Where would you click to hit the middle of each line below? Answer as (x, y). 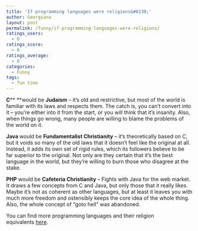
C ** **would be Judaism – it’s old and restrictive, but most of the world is (96, 100)
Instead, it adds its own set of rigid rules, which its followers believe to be (95, 149)
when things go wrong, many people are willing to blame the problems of (95, 118)
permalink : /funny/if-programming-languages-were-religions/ (83, 28)
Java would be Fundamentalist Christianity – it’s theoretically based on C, (97, 136)
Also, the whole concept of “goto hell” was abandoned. (73, 204)
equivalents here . (27, 222)
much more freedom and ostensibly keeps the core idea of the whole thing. (98, 198)
